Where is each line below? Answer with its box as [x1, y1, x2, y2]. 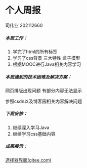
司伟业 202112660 [5, 22, 43, 28]
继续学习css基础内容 [12, 131, 56, 137]
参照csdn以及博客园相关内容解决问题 [5, 98, 82, 104]
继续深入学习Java [12, 124, 50, 131]
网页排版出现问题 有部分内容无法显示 [5, 87, 82, 94]
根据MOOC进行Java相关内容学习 [12, 61, 81, 67]
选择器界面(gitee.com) [5, 157, 52, 163]
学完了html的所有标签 [12, 49, 58, 55]
